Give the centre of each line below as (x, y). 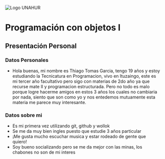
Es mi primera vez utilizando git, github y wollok (61, 126)
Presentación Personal (41, 46)
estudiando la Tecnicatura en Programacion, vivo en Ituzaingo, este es (84, 76)
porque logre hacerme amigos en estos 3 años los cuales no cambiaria (85, 92)
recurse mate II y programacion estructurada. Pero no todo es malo (81, 86)
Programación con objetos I (63, 28)
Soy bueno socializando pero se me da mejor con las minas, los (77, 147)
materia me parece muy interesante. (49, 102)
